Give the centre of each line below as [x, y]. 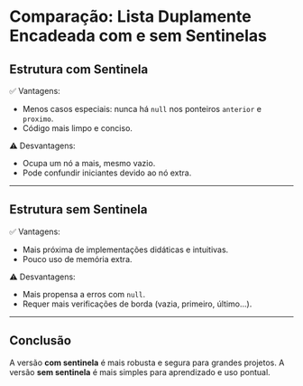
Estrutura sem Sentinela [78, 210]
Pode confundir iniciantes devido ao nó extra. [107, 173]
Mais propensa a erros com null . [84, 294]
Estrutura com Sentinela [79, 69]
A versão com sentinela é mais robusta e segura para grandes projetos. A [147, 362]
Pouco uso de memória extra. [77, 259]
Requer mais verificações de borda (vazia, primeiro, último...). [137, 304]
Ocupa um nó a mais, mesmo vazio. [89, 163]
